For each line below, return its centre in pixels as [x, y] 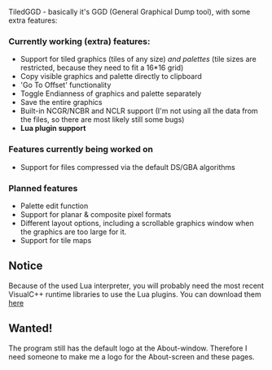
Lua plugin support [53, 128]
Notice [26, 266]
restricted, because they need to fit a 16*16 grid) [102, 67]
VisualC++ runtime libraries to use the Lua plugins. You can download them [135, 294]
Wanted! [31, 329]
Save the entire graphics [61, 102]
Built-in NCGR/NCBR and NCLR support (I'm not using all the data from [139, 111]
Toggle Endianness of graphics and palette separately [111, 94]
